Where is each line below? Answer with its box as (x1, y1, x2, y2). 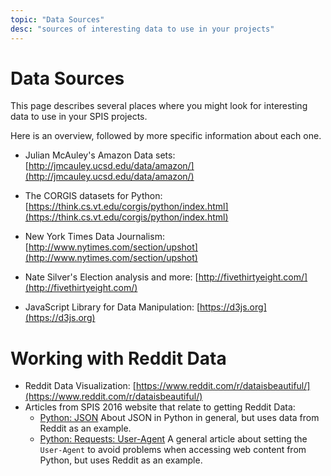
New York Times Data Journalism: (24, 231, 165, 243)
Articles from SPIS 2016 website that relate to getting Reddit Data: (24, 401, 296, 413)
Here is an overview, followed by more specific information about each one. (10, 130, 322, 142)
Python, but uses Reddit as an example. (39, 454, 203, 466)
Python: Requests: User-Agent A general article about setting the (39, 433, 308, 445)
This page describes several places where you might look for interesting (10, 100, 308, 112)
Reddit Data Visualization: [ (24, 380, 137, 392)
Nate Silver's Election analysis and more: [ (24, 271, 199, 283)
